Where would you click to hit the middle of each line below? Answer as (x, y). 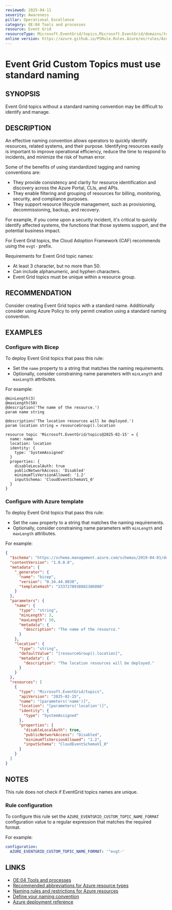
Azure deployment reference (43, 902)
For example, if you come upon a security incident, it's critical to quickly (81, 220)
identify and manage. (28, 112)
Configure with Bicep (32, 347)
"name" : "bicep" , (37, 577)
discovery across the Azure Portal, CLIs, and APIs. (66, 188)
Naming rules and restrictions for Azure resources (66, 891)
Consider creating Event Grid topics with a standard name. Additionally (80, 305)
